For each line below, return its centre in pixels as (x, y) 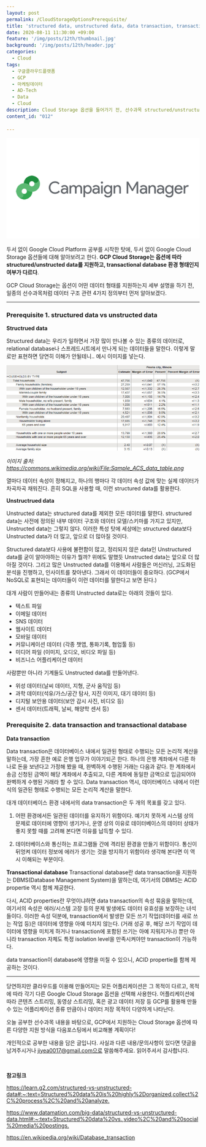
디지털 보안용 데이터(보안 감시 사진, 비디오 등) (70, 701)
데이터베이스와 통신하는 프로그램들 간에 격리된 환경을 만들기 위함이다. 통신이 (106, 844)
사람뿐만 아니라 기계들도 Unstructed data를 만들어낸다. (73, 673)
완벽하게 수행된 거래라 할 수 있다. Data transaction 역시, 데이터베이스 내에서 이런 (103, 782)
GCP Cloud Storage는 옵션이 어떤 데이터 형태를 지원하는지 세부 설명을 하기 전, (100, 285)
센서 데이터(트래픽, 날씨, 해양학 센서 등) (62, 709)
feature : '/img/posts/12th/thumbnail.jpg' (61, 39)
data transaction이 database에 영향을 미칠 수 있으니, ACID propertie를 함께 (98, 959)
